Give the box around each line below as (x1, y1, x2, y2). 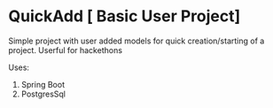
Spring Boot (20, 79, 66, 89)
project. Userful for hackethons (8, 44, 123, 55)
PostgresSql (20, 89, 66, 99)
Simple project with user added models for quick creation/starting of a (8, 35, 265, 46)
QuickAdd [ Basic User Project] (8, 6, 241, 27)
